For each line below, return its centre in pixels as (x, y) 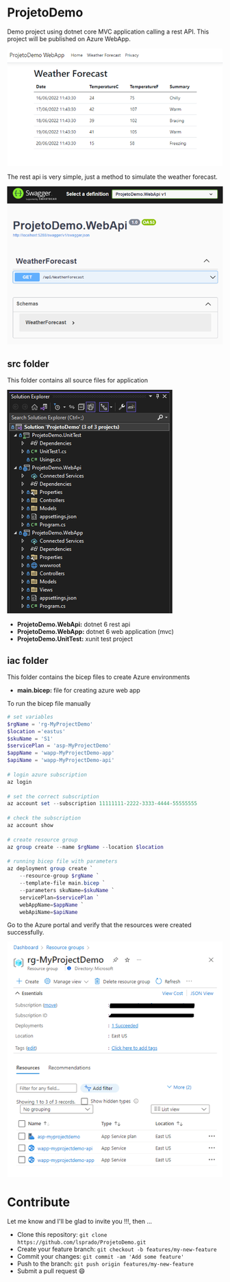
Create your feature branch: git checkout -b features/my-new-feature (117, 1249)
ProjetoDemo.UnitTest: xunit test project (75, 639)
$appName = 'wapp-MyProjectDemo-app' (61, 753)
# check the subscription (44, 818)
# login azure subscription (47, 775)
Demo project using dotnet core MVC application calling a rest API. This (108, 32)
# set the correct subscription (53, 796)
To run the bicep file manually (49, 703)
